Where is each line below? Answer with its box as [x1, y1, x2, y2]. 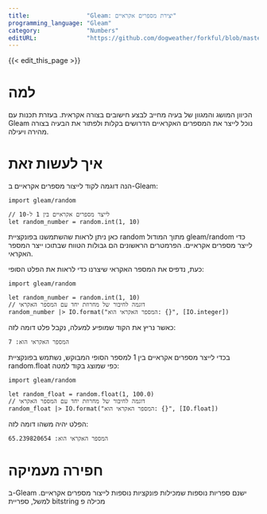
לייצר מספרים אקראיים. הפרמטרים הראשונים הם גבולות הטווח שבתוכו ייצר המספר [8, 241, 253, 250]
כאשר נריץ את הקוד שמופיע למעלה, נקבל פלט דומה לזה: [8, 323, 176, 332]
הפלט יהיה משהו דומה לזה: [8, 419, 89, 429]
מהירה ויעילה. [8, 127, 49, 136]
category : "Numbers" [8, 26, 119, 34]
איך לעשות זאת [8, 155, 103, 173]
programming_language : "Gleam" [8, 19, 112, 27]
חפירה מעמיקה [8, 461, 103, 480]
